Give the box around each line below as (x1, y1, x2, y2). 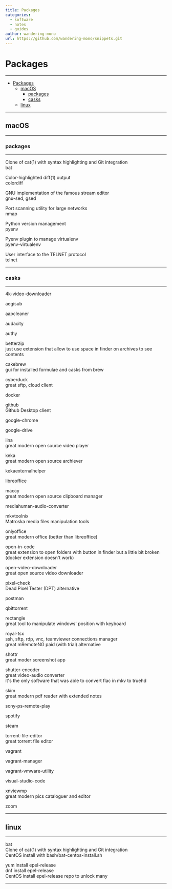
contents (5, 352, 24, 358)
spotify (5, 713, 20, 719)
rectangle (5, 615, 26, 622)
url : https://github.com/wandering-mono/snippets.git (5, 36, 123, 42)
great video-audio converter (5, 672, 65, 678)
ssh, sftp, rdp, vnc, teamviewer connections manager (5, 636, 118, 642)
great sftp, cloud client (5, 382, 53, 388)
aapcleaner (5, 311, 29, 317)
